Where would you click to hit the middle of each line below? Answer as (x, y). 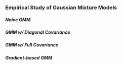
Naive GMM (18, 20)
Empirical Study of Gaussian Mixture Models (61, 8)
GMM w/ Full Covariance (32, 45)
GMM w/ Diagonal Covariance (38, 32)
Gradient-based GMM (29, 57)
